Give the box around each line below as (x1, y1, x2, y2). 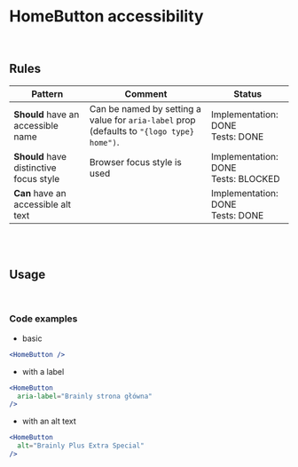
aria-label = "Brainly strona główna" (17, 392, 153, 400)
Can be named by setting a (89, 102, 201, 115)
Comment (124, 87, 168, 99)
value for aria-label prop (89, 114, 197, 126)
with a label (21, 366, 65, 376)
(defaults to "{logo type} (89, 124, 195, 137)
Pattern (30, 87, 64, 99)
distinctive (13, 162, 57, 174)
